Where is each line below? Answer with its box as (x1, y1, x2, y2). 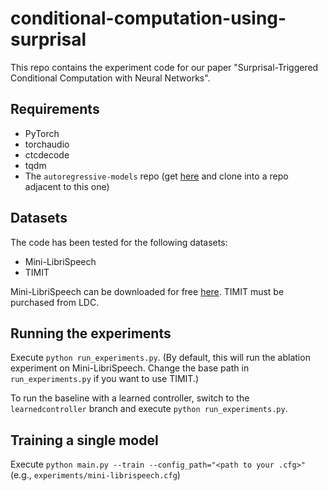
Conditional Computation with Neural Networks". (10, 72, 211, 84)
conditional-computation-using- (10, 7, 287, 30)
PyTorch (24, 127, 60, 139)
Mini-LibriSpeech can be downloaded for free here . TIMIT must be (10, 285, 285, 297)
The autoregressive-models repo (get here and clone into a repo (24, 170, 289, 182)
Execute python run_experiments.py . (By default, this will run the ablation (10, 352, 311, 364)
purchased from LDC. (10, 296, 100, 308)
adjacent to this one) (24, 180, 110, 192)
